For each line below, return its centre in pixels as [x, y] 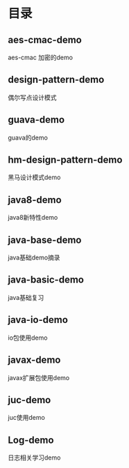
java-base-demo [45, 240]
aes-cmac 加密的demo [41, 57]
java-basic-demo [46, 280]
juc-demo [29, 400]
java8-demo [35, 200]
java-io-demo [38, 320]
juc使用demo [27, 418]
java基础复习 [26, 297]
